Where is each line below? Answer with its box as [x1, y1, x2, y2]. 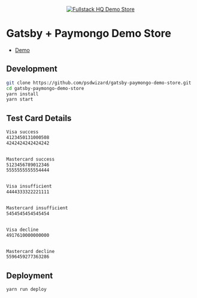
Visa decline [6, 227, 39, 233]
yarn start [6, 97, 34, 103]
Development [6, 64, 58, 74]
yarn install [6, 91, 39, 97]
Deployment [6, 270, 53, 281]
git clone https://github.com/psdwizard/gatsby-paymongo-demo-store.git [6, 80, 192, 86]
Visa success [6, 129, 39, 135]
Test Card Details [6, 113, 72, 123]
